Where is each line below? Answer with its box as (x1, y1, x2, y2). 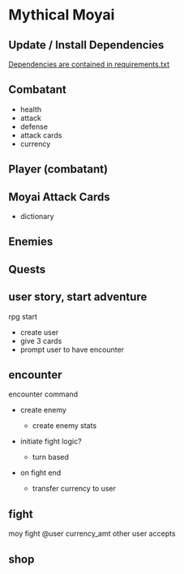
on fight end (19, 468, 62, 478)
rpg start (8, 311, 38, 321)
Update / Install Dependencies (8, 38, 165, 52)
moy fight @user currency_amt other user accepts (8, 529, 176, 538)
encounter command (8, 389, 79, 399)
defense (19, 122, 49, 131)
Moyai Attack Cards (8, 190, 111, 203)
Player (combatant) (8, 162, 108, 176)
